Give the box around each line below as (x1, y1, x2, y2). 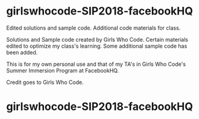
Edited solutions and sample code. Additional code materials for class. (6, 24, 181, 31)
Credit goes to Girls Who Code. (6, 79, 84, 86)
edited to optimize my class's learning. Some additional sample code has (6, 42, 188, 50)
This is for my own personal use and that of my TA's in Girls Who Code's (6, 60, 186, 68)
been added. (6, 48, 38, 56)
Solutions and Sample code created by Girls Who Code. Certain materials (6, 36, 189, 43)
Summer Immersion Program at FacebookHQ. (6, 66, 119, 74)
